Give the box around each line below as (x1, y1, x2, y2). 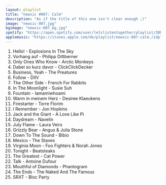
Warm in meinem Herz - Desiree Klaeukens (12, 95, 100, 101)
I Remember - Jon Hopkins (12, 106, 68, 111)
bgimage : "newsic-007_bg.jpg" (5, 26, 68, 31)
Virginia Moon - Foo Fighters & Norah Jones (12, 143, 102, 148)
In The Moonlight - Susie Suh (12, 85, 72, 91)
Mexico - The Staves (12, 137, 55, 143)
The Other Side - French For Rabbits (12, 79, 87, 85)
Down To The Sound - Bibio (12, 132, 69, 138)
